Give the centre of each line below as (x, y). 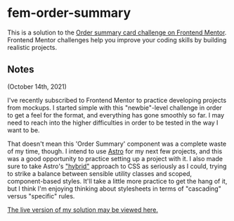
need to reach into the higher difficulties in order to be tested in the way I (113, 122)
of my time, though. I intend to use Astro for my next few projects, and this (115, 151)
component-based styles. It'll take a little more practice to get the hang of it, (117, 181)
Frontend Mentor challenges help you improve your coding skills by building (117, 39)
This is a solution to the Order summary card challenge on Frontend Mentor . (117, 32)
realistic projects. (32, 47)
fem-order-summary (69, 13)
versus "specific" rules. (41, 196)
